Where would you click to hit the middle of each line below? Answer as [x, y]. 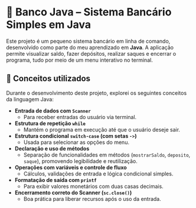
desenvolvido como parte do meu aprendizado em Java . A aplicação [90, 47]
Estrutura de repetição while [50, 123]
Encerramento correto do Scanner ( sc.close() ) [73, 193]
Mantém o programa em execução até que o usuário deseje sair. [102, 129]
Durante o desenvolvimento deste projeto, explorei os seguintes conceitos [97, 93]
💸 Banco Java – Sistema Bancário [89, 12]
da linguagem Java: [30, 99]
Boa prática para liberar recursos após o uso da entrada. [92, 199]
